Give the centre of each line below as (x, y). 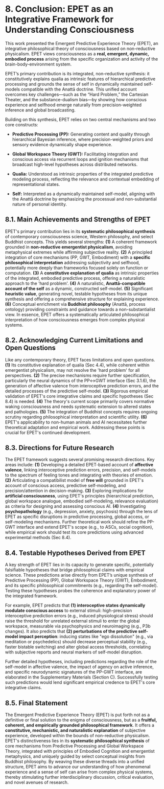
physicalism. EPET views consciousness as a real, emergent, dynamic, (77, 54)
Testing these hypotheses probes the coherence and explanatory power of (81, 591)
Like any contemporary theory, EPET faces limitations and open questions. (80, 360)
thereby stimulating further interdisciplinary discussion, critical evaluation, (80, 777)
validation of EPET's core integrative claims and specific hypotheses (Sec (79, 396)
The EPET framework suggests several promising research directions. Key (80, 460)
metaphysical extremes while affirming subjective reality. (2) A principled (79, 252)
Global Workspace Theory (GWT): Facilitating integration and (75, 154)
